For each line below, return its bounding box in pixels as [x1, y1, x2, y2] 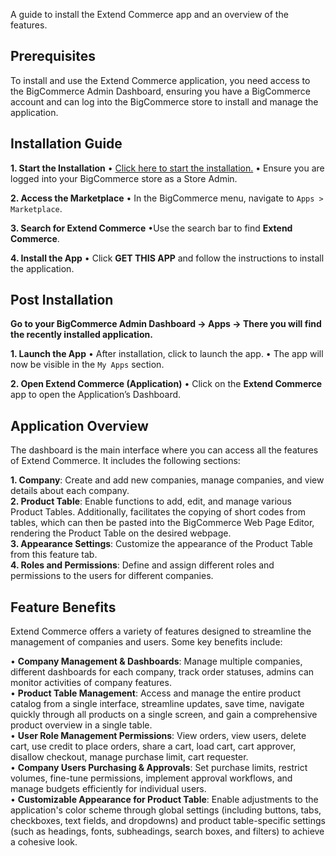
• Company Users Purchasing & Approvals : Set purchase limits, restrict [10, 762, 308, 774]
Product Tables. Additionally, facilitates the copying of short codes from [10, 506, 306, 518]
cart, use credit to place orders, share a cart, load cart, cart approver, [10, 740, 297, 753]
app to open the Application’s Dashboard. [10, 389, 182, 401]
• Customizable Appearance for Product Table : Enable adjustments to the [10, 794, 319, 806]
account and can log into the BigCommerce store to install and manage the [10, 95, 319, 108]
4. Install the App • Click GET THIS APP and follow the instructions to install [10, 252, 325, 264]
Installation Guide [10, 135, 123, 153]
